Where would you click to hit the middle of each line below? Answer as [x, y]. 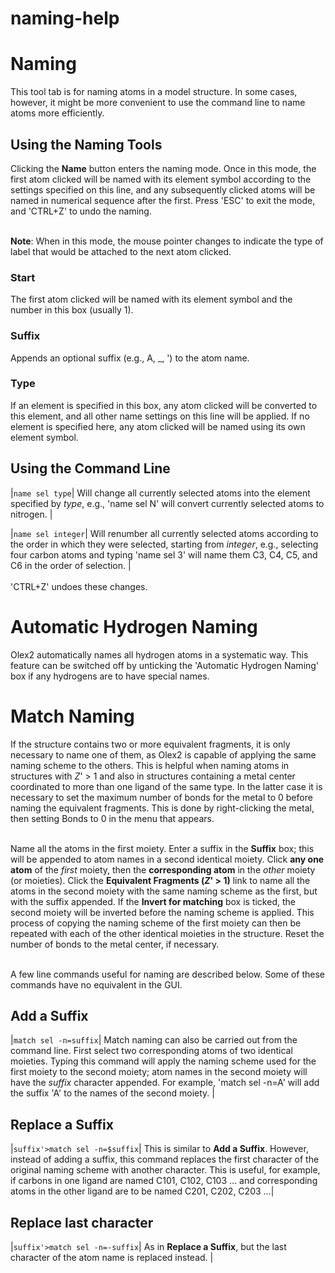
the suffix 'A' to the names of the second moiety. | [112, 1093]
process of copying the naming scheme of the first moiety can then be [156, 923]
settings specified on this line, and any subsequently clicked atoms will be [163, 189]
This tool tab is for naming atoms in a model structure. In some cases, [154, 92]
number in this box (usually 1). [72, 310]
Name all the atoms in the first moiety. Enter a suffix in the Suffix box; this [162, 848]
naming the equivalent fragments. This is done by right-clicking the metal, [162, 808]
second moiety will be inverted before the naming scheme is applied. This [162, 912]
